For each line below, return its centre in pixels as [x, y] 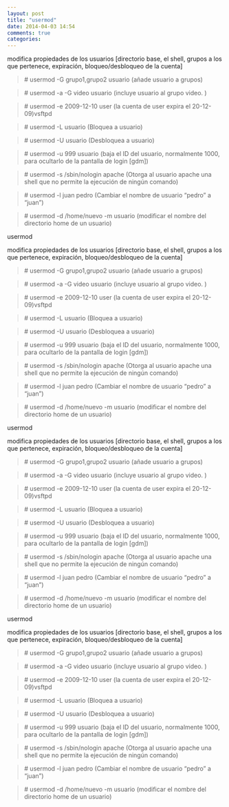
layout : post [26, 13]
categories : [24, 39]
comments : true [29, 33]
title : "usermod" [32, 20]
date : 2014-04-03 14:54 [41, 26]
